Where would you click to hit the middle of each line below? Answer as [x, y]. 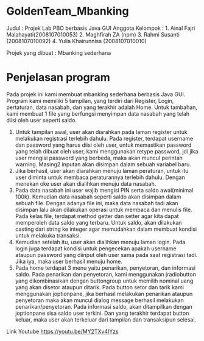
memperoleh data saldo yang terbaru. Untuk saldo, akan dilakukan [98, 222]
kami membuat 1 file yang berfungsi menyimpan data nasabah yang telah [98, 113]
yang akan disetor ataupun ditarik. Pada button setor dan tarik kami [100, 287]
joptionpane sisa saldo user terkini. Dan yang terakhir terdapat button [102, 313]
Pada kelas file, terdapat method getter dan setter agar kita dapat [97, 216]
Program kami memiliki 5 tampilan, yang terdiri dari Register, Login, [90, 100]
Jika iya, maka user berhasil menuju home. [69, 261]
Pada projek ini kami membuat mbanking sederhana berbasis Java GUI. [96, 94]
